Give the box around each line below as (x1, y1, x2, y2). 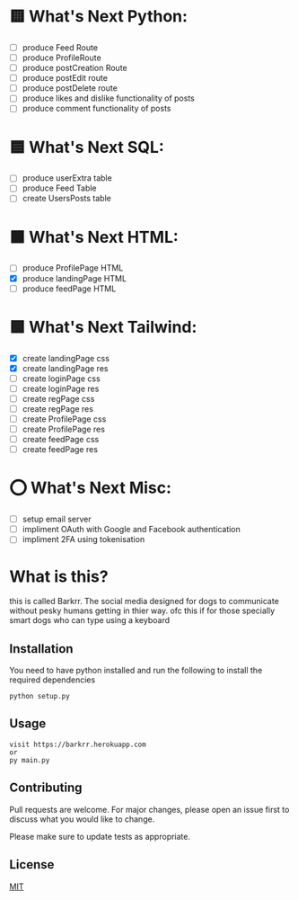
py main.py (9, 755, 50, 764)
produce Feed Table (22, 183, 97, 193)
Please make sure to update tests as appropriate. (9, 831, 191, 842)
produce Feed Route (22, 41, 99, 53)
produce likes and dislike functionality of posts (22, 93, 195, 103)
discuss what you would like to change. (9, 814, 155, 824)
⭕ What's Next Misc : (9, 477, 172, 498)
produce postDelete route (22, 83, 118, 94)
